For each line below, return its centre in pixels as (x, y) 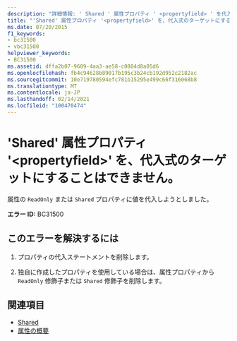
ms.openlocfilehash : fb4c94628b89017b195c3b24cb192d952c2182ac (102, 73)
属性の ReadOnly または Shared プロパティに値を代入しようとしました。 (110, 199)
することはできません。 (113, 178)
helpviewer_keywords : (39, 54)
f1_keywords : (26, 34)
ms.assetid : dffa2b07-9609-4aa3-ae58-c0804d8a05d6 (83, 66)
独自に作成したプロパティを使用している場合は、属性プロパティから (116, 272)
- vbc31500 (23, 47)
